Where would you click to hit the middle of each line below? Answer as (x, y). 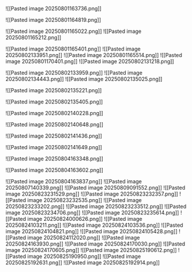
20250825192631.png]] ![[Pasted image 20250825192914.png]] (82, 263)
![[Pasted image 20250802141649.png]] (54, 147)
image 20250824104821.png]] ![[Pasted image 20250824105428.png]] (92, 231)
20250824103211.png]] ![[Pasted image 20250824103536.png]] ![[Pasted (94, 225)
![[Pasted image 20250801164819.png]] (53, 20)
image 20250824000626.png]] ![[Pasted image (85, 219)
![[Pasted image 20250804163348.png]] (54, 159)
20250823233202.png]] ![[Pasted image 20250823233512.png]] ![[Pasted (96, 206)
